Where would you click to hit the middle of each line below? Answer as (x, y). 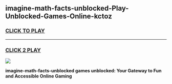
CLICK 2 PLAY (23, 50)
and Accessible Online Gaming (39, 76)
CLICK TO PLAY (25, 31)
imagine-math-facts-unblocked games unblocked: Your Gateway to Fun (83, 70)
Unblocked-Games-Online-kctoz (59, 17)
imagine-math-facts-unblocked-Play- (67, 8)
